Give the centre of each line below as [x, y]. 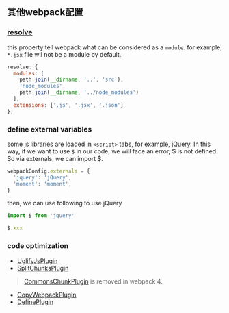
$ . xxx [15, 228]
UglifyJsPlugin [37, 261]
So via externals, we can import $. [55, 158]
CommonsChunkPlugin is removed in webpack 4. [93, 281]
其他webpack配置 [45, 12]
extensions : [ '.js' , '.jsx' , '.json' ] [69, 105]
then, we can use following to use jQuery [65, 203]
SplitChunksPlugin [43, 268]
